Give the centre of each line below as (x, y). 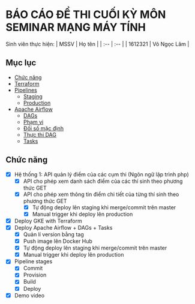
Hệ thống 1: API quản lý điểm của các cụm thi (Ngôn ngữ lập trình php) (102, 174)
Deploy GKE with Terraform (48, 221)
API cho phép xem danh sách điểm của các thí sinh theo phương (103, 181)
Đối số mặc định (43, 128)
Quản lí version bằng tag (54, 234)
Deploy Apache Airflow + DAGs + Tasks (63, 227)
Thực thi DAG (40, 134)
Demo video (29, 295)
